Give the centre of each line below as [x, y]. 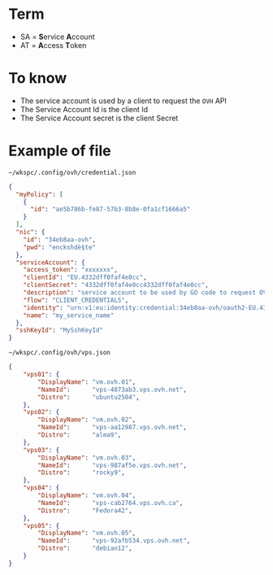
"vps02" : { [41, 412]
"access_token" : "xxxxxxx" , [70, 270]
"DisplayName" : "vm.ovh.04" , [87, 496]
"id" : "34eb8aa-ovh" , [59, 240]
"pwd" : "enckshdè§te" [59, 247]
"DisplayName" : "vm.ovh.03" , [87, 457]
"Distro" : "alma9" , [80, 435]
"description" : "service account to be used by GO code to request [139, 293]
